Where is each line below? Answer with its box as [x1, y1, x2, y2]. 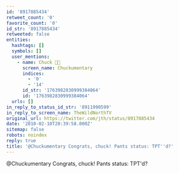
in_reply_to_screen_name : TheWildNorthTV [6, 110, 112, 116]
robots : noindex [6, 132, 47, 139]
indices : [22, 71, 45, 77]
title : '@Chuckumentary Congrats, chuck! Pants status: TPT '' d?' [6, 143, 174, 149]
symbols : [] [11, 48, 42, 54]
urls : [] [11, 98, 34, 104]
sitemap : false [6, 127, 45, 133]
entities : [6, 37, 31, 43]
